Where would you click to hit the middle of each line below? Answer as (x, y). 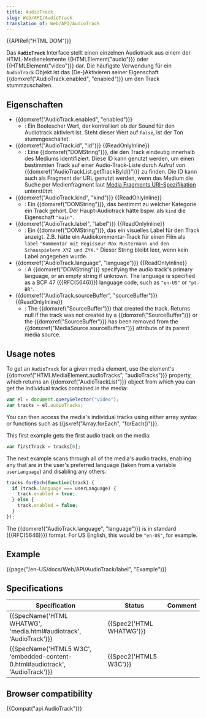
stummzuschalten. (30, 85)
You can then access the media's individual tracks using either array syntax (102, 417)
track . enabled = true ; (46, 494)
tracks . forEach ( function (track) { (51, 482)
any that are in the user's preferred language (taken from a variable (91, 465)
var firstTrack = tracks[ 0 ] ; (44, 446)
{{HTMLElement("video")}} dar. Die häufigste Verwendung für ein (89, 66)
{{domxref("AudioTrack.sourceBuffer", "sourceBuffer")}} (86, 296)
